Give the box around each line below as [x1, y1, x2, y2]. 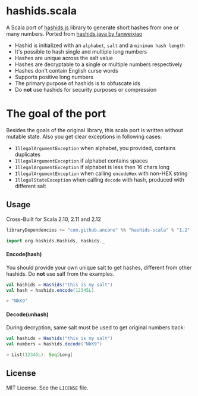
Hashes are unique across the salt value [14, 54, 113, 61]
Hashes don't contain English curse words [14, 67, 119, 74]
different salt [14, 182, 46, 189]
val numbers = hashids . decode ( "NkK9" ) [6, 341, 102, 347]
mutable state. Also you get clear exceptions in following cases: [6, 133, 162, 140]
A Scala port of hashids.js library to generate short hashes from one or [6, 24, 180, 31]
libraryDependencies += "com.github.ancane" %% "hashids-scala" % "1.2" [6, 227, 190, 233]
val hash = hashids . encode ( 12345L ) [6, 287, 95, 293]
